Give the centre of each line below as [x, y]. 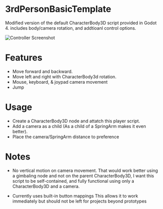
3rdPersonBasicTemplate [58, 9]
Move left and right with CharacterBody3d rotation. [64, 77]
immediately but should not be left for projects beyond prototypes [80, 201]
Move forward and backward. [42, 71]
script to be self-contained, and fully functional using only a [73, 181]
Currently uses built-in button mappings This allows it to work [75, 196]
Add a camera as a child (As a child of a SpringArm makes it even [79, 126]
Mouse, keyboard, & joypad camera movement [60, 82]
